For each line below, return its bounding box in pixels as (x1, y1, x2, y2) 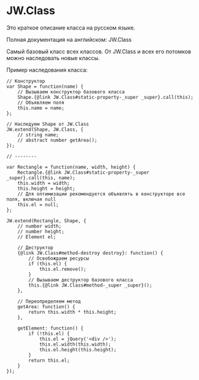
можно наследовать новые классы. (6, 54, 100, 61)
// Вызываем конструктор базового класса (17, 88, 125, 95)
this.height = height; (17, 185, 76, 192)
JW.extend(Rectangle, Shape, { (6, 217, 87, 224)
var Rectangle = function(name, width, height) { (6, 164, 136, 170)
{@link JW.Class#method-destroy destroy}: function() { (17, 250, 164, 256)
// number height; (17, 228, 64, 235)
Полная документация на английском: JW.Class (6, 36, 132, 43)
